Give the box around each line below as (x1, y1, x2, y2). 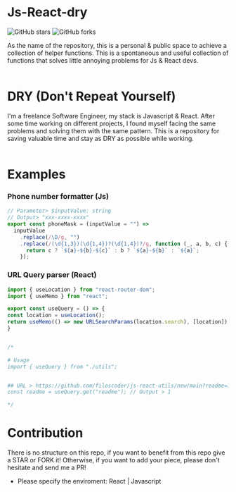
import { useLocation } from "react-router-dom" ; (7, 286, 156, 293)
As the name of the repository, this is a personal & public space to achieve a (7, 41, 227, 49)
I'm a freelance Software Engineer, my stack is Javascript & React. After (7, 111, 216, 120)
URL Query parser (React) (7, 270, 97, 280)
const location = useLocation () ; (7, 312, 105, 319)
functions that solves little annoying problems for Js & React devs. (7, 56, 199, 64)
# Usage (7, 357, 30, 364)
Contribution (7, 425, 84, 441)
